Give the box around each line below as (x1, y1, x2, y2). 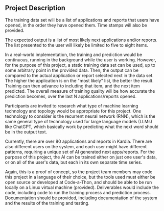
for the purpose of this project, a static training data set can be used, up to (5, 62, 156, 68)
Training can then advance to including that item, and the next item (5, 83, 140, 89)
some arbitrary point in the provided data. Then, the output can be (5, 67, 139, 73)
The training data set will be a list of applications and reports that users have (5, 17, 160, 23)
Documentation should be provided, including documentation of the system (5, 195, 158, 201)
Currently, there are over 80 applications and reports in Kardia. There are (5, 138, 152, 144)
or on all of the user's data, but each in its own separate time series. (5, 159, 142, 165)
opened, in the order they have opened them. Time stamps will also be (5, 22, 147, 28)
